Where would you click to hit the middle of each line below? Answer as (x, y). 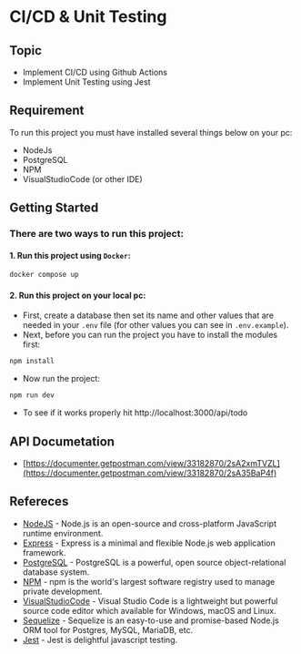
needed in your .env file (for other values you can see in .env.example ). (156, 325)
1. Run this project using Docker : (70, 255)
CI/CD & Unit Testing (88, 17)
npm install (32, 362)
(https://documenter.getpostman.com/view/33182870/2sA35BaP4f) (150, 473)
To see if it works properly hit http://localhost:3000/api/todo (135, 413)
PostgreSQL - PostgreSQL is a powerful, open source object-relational (154, 562)
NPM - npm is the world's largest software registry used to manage (149, 581)
